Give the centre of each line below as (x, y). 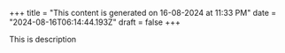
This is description (43, 39)
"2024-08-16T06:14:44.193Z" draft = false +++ (95, 22)
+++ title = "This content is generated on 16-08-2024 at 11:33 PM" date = (143, 13)
